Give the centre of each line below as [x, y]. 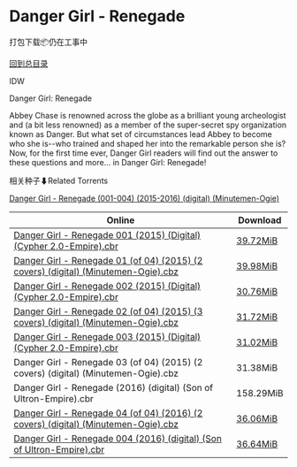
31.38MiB [257, 367]
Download [260, 220]
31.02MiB [257, 342]
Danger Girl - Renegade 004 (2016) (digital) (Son [118, 438]
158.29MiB [260, 393]
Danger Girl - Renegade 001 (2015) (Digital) [107, 234]
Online [121, 220]
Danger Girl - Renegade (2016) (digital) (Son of [114, 387]
